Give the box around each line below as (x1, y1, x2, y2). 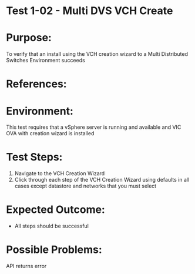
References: (6, 78, 67, 91)
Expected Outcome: (6, 203, 106, 216)
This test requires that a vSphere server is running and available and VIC (6, 123, 181, 131)
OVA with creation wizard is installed (6, 130, 95, 137)
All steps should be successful (14, 222, 89, 230)
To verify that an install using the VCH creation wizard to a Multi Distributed (6, 51, 189, 58)
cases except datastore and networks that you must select (14, 182, 157, 189)
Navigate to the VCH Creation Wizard (14, 170, 105, 177)
